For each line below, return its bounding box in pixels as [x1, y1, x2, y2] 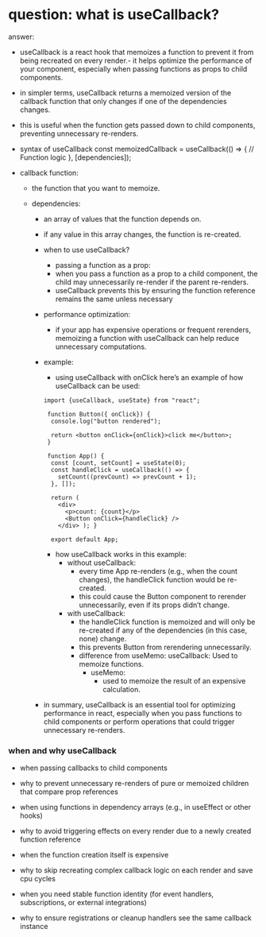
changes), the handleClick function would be [79, 575, 226, 584]
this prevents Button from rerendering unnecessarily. [79, 642, 252, 652]
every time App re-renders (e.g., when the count [79, 566, 238, 575]
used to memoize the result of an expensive [102, 676, 246, 685]
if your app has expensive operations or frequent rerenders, [55, 324, 252, 335]
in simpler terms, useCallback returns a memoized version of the [19, 87, 232, 97]
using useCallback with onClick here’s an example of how [55, 372, 244, 382]
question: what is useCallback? [8, 6, 220, 24]
